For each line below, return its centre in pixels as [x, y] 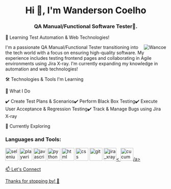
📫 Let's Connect [23, 169]
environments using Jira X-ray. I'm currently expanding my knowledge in [82, 64]
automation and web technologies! [42, 69]
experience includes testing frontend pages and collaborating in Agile [78, 58]
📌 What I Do [18, 91]
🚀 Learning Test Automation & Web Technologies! [57, 37]
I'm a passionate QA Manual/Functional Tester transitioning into [72, 48]
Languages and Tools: [33, 139]
